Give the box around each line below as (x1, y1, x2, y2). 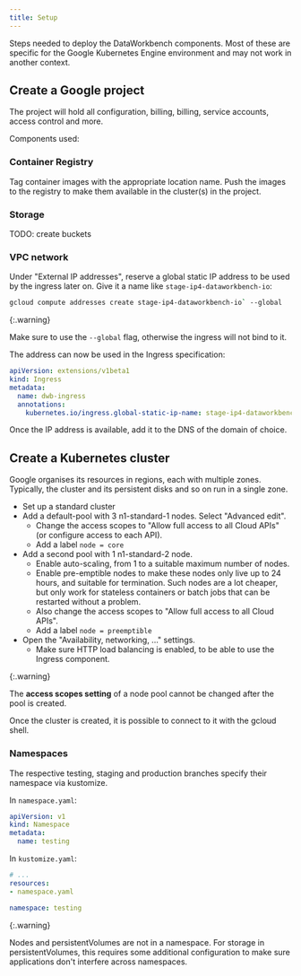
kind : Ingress (9, 375, 63, 384)
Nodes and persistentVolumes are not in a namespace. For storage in (9, 937, 265, 947)
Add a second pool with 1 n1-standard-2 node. (21, 549, 193, 560)
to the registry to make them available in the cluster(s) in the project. (9, 186, 262, 196)
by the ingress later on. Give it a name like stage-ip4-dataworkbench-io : (9, 281, 273, 292)
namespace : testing (9, 903, 82, 912)
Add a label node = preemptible (35, 625, 152, 636)
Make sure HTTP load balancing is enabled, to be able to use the (35, 644, 275, 655)
